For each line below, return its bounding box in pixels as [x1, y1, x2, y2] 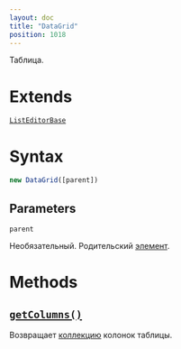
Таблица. [9, 55, 44, 66]
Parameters [9, 200, 77, 216]
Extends [9, 87, 73, 106]
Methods [9, 272, 78, 293]
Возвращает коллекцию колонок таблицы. [9, 329, 173, 340]
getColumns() [9, 308, 83, 321]
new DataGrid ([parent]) [9, 176, 99, 185]
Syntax [9, 146, 64, 167]
